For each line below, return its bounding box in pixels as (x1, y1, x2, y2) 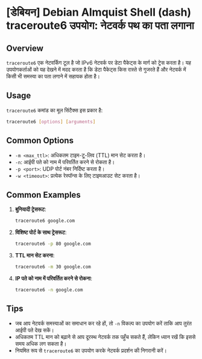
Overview (6, 43, 44, 53)
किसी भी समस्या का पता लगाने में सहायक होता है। (6, 73, 101, 80)
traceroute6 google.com (14, 218, 75, 224)
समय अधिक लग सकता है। (14, 340, 67, 347)
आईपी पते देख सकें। (14, 326, 54, 334)
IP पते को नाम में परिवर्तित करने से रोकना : (14, 274, 92, 282)
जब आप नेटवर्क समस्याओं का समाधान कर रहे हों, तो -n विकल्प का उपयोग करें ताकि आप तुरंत (14, 320, 192, 327)
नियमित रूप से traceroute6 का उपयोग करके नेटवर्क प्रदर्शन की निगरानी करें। (14, 347, 167, 354)
